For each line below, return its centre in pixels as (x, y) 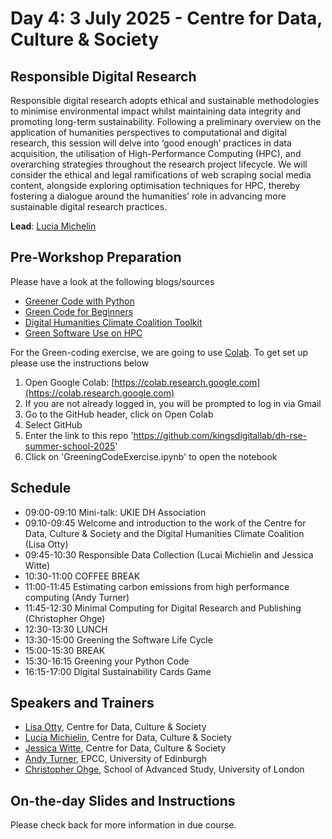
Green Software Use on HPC (83, 333)
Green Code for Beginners (79, 311)
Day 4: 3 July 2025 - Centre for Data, (166, 18)
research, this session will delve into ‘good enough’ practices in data (151, 143)
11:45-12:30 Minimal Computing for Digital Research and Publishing (163, 608)
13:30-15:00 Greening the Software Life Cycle (118, 639)
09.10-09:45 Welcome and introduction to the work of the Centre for (165, 523)
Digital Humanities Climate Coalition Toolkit (113, 322)
